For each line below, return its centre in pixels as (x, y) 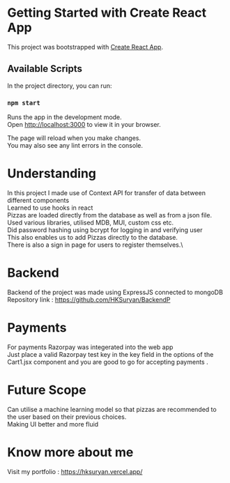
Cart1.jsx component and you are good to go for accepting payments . (108, 362)
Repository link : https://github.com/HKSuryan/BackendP (89, 299)
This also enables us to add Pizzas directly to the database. (92, 237)
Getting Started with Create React (107, 13)
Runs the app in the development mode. (64, 117)
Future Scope (47, 390)
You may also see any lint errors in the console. (75, 146)
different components (38, 200)
